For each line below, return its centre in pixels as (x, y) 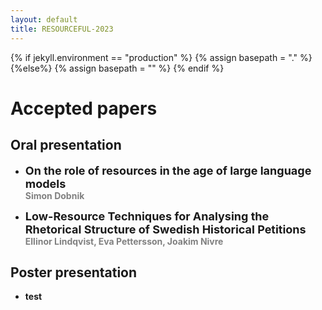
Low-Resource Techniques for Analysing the (147, 216)
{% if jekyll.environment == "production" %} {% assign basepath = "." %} (161, 57)
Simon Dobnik (54, 195)
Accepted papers (84, 108)
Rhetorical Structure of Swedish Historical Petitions (165, 229)
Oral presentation (66, 145)
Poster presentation (74, 272)
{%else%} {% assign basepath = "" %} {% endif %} (117, 68)
